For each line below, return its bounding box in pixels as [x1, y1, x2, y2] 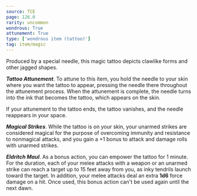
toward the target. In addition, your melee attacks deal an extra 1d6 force [6, 172, 183, 179]
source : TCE [6, 8, 35, 15]
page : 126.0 [6, 14, 35, 20]
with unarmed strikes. [6, 142, 59, 149]
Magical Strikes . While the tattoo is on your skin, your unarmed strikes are [6, 123, 187, 130]
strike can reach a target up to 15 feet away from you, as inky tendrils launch [6, 165, 191, 172]
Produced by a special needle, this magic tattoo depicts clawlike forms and [6, 57, 188, 65]
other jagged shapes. [6, 64, 58, 71]
